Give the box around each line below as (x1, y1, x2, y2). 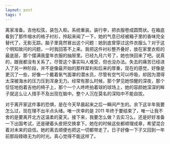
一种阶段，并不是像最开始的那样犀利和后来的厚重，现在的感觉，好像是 (18, 65, 165, 71)
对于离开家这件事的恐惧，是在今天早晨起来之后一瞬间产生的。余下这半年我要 (5, 101, 165, 107)
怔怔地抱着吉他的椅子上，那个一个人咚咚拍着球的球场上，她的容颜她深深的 (5, 84, 160, 90)
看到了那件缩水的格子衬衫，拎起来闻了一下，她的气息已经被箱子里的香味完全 (5, 33, 165, 39)
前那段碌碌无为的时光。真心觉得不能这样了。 (5, 133, 99, 139)
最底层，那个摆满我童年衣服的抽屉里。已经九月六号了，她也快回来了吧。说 (5, 52, 160, 59)
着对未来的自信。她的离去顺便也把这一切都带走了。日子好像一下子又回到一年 (5, 127, 165, 133)
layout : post (5, 7, 33, 13)
